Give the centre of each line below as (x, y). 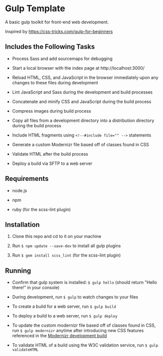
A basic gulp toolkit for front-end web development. (57, 22)
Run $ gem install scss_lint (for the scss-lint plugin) (66, 255)
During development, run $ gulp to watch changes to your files (75, 297)
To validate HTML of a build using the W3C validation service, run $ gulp (85, 345)
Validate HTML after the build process (50, 154)
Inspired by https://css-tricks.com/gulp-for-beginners (59, 31)
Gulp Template (35, 9)
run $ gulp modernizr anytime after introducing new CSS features (78, 331)
